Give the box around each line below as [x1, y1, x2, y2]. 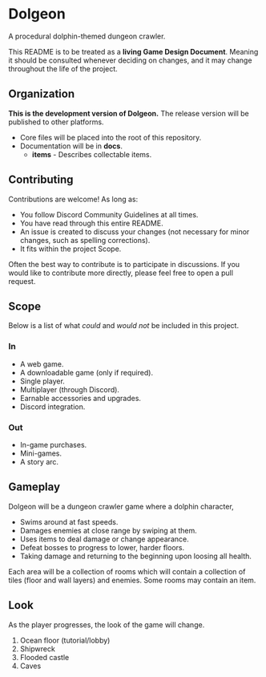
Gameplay [8, 480, 61, 494]
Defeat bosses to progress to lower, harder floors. [19, 542, 185, 552]
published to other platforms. [8, 117, 104, 127]
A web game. [19, 359, 64, 369]
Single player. [19, 376, 66, 386]
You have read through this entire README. [19, 218, 163, 228]
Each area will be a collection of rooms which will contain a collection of [8, 566, 246, 576]
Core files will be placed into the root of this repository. [19, 132, 202, 142]
